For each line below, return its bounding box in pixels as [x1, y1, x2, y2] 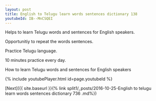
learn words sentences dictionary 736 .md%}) [5, 90, 97, 97]
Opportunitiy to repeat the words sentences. [5, 39, 94, 44]
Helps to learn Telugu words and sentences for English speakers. [5, 29, 135, 35]
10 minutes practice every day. [5, 58, 66, 63]
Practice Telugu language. [5, 48, 57, 54]
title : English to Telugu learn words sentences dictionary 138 [5, 12, 138, 16]
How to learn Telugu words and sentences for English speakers [5, 67, 132, 72]
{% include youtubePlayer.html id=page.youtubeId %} [5, 76, 113, 82]
